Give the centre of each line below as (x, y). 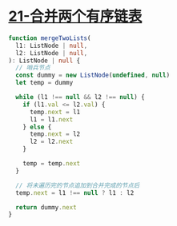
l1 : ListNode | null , (52, 46)
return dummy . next (46, 207)
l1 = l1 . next (51, 119)
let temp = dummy (44, 83)
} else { (37, 127)
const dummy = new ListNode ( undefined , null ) (93, 75)
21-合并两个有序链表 (75, 16)
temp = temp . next (52, 164)
